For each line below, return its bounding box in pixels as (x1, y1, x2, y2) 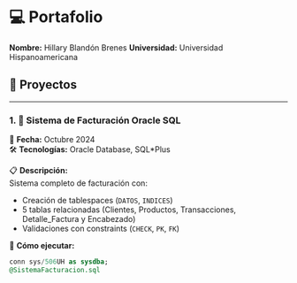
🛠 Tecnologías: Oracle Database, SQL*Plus (9, 144, 171, 155)
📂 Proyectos (9, 77, 78, 93)
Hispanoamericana (9, 51, 78, 62)
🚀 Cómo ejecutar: (9, 241, 75, 251)
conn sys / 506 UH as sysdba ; (9, 257, 109, 266)
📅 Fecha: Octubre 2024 (9, 134, 95, 145)
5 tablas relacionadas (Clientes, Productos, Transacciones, (21, 204, 237, 215)
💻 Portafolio (9, 7, 103, 27)
